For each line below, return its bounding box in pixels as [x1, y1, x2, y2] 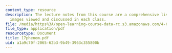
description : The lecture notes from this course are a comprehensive [5, 12, 159, 17]
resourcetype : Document [5, 31, 56, 36]
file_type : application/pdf [5, 26, 66, 31]
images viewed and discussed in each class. [10, 17, 106, 22]
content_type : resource [5, 7, 56, 13]
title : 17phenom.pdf [5, 36, 50, 41]
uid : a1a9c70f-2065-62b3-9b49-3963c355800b [5, 40, 100, 45]
